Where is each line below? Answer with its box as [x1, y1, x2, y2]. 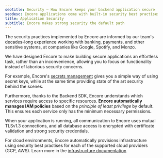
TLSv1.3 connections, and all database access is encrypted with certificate [5, 123, 155, 129]
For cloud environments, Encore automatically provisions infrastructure [5, 138, 147, 143]
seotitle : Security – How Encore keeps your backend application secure [5, 7, 155, 12]
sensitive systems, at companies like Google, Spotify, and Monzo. [5, 44, 136, 50]
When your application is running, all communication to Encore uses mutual [5, 118, 156, 124]
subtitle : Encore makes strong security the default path [5, 20, 125, 26]
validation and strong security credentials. [5, 128, 89, 134]
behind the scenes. [5, 83, 44, 90]
